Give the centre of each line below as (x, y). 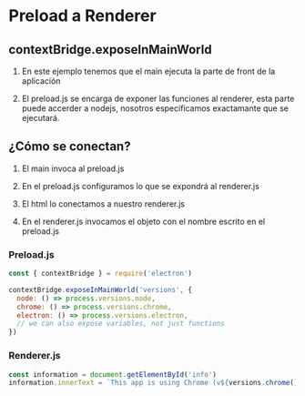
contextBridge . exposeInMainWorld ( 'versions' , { (101, 289)
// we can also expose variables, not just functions (121, 324)
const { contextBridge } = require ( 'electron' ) (101, 274)
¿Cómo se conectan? (70, 147)
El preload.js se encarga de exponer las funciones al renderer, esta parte (158, 98)
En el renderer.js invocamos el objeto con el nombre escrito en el (143, 221)
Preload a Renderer (82, 16)
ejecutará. (41, 118)
